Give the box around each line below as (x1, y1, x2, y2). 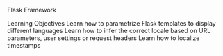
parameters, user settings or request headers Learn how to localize (7, 34, 200, 42)
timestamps (7, 41, 41, 49)
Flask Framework (7, 6, 57, 14)
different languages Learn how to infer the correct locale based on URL (7, 27, 211, 35)
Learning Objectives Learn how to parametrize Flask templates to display (7, 19, 217, 27)
